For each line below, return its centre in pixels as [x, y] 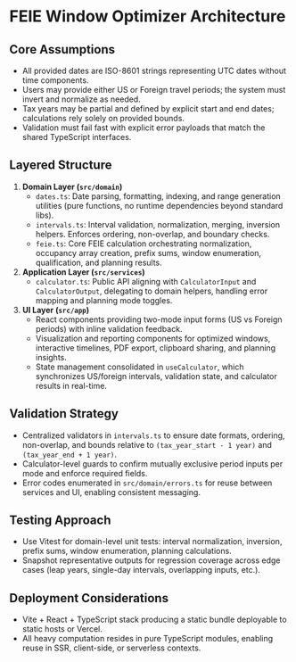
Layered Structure [61, 165]
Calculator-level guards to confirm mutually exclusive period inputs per [152, 463]
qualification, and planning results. [99, 262]
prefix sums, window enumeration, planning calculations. [127, 551]
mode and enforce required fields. [85, 473]
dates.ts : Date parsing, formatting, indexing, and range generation [158, 196]
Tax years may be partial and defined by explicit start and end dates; [148, 108]
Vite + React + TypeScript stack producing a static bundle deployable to [154, 620]
